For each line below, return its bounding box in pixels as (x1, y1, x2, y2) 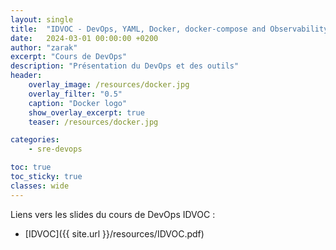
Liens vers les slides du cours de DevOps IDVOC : (10, 208, 216, 220)
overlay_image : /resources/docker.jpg (28, 80, 190, 90)
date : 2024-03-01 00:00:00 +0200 (10, 33, 159, 43)
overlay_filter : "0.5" (28, 89, 123, 99)
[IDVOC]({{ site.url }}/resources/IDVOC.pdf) (24, 227, 205, 240)
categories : (10, 135, 60, 145)
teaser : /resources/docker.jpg (28, 117, 159, 127)
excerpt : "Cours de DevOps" (10, 52, 128, 62)
